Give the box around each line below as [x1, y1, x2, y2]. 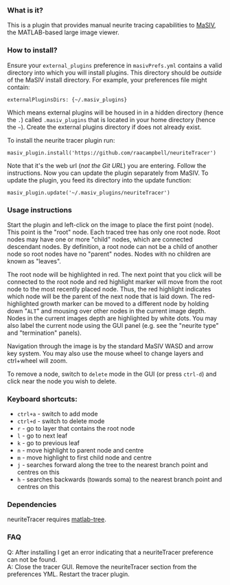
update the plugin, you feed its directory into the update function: [7, 176, 192, 184]
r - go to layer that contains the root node [16, 425, 135, 433]
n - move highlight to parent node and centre [16, 446, 144, 455]
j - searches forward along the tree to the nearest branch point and [16, 461, 208, 469]
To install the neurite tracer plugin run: [7, 136, 115, 144]
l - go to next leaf [16, 431, 68, 440]
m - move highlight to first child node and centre [16, 453, 152, 462]
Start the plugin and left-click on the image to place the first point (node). [7, 220, 214, 228]
